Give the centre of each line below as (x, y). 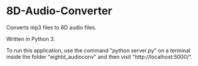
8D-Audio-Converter (59, 11)
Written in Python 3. (31, 39)
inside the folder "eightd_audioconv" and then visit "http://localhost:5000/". (100, 56)
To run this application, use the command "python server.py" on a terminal (98, 50)
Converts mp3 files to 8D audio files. (52, 27)
